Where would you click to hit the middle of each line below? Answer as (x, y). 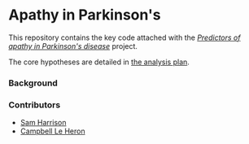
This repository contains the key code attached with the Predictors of (124, 37)
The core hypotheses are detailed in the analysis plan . (99, 62)
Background (33, 83)
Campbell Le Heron (52, 131)
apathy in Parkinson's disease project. (73, 46)
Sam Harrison (43, 123)
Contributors (35, 105)
